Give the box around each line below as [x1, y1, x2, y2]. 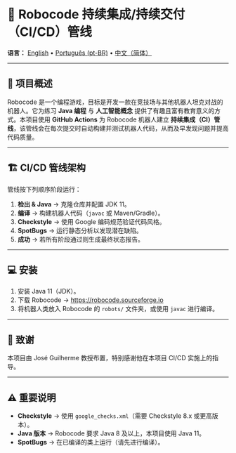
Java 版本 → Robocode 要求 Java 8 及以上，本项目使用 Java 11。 [17, 429, 206, 438]
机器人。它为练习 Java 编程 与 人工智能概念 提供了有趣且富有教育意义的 [7, 106, 215, 114]
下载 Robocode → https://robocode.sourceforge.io [17, 296, 164, 304]
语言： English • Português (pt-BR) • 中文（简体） [7, 48, 152, 57]
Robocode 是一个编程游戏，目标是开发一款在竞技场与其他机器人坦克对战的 [7, 98, 223, 106]
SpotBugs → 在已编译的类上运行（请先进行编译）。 [17, 438, 164, 446]
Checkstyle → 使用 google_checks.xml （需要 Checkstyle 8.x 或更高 [17, 412, 213, 420]
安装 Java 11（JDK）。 [17, 287, 80, 296]
